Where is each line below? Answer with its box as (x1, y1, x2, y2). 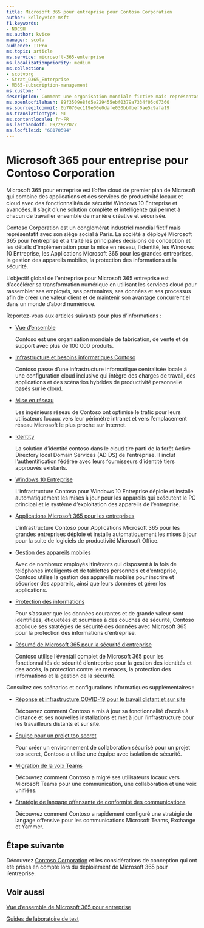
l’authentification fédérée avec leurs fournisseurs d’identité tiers (15, 458, 175, 465)
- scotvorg (6, 71, 34, 77)
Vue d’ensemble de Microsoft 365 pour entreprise (6, 903, 132, 910)
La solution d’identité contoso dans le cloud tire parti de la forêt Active (15, 444, 191, 452)
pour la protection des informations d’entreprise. (15, 629, 137, 636)
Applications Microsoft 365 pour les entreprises (15, 512, 135, 520)
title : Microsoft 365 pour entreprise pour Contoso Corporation (6, 8, 172, 15)
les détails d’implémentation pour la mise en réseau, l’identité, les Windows (6, 243, 194, 251)
